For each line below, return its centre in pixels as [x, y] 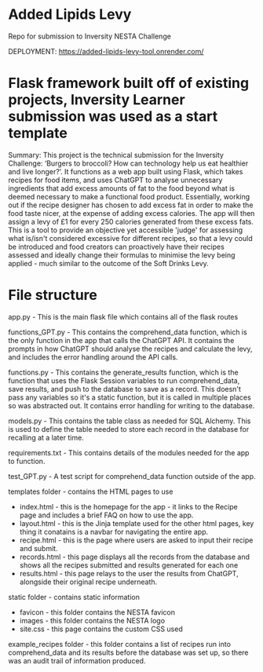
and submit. [38, 548]
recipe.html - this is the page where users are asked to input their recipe [136, 540]
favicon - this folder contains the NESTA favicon [97, 612]
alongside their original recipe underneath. [88, 582]
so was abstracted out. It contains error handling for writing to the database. [131, 405]
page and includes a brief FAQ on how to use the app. [106, 515]
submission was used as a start [113, 117]
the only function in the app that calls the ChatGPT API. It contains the [121, 340]
